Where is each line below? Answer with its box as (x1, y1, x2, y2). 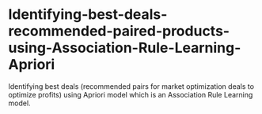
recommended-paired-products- (8, 22, 230, 40)
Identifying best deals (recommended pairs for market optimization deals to (8, 81, 255, 91)
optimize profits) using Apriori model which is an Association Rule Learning (8, 90, 253, 99)
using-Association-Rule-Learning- (8, 39, 241, 57)
